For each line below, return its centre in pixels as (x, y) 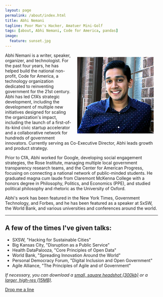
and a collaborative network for (36, 132)
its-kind (13, 127)
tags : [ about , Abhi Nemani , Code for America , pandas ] (62, 31)
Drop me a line (20, 289)
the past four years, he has (32, 66)
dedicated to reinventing (30, 86)
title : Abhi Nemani (25, 20)
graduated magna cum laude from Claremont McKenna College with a (75, 178)
